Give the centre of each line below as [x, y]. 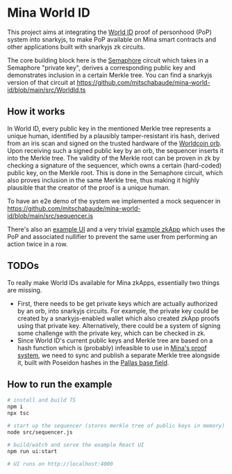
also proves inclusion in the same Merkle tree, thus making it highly [103, 180]
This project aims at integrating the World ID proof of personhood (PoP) [109, 32]
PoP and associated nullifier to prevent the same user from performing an [112, 236]
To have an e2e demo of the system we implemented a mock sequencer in [114, 201]
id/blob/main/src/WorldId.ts [47, 90]
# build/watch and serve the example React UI [76, 445]
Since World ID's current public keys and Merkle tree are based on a [115, 340]
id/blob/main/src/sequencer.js [50, 215]
